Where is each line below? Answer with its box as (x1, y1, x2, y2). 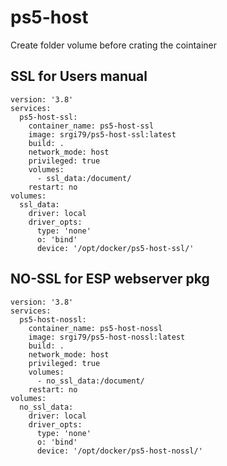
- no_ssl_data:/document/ (36, 376, 145, 386)
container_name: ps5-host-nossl (28, 323, 163, 333)
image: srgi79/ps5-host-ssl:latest (28, 129, 177, 140)
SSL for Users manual (10, 68, 148, 85)
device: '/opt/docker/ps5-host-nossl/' (36, 446, 203, 456)
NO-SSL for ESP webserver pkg (10, 271, 210, 288)
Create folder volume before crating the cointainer (10, 39, 218, 51)
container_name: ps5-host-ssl (28, 121, 155, 131)
